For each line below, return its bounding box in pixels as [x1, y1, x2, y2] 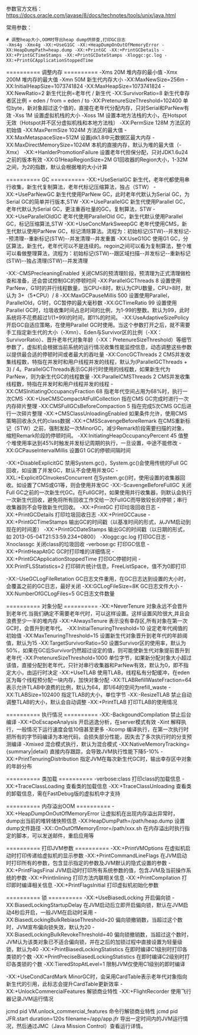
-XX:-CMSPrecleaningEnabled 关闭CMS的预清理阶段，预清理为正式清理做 [6, 270, 186, 276]
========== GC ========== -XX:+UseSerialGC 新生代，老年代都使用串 [6, 176, 190, 183]
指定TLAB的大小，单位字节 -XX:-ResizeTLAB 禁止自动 [61, 691, 192, 698]
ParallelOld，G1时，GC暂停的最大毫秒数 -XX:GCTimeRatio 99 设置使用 [6, 299, 177, 306]
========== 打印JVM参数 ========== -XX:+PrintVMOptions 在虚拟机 [6, 845, 186, 851]
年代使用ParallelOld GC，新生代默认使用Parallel [67, 213, 183, 220]
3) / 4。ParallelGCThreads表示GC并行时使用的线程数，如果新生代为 [6, 365, 171, 373]
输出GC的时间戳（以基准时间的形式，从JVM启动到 [68, 518, 192, 525]
